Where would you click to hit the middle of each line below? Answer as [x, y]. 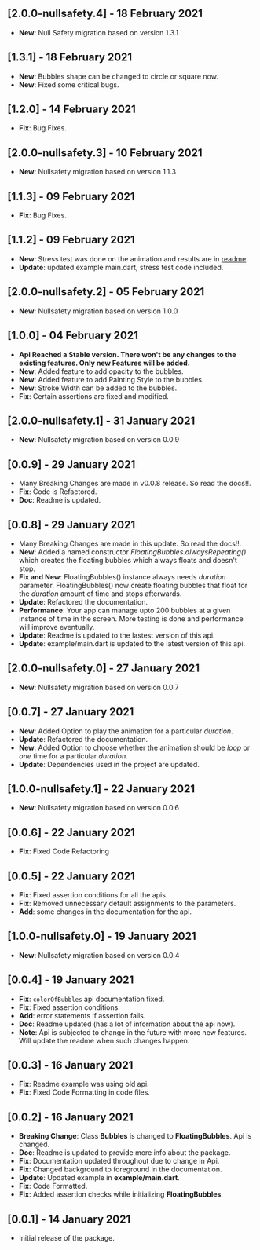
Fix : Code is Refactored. [58, 492]
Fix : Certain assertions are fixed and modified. [94, 396]
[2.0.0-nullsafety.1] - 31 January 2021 [101, 420]
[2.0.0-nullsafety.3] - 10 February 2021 [105, 153]
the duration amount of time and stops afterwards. [100, 594]
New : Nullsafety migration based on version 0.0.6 [99, 808]
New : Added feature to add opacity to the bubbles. [101, 371]
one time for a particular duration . [73, 756]
